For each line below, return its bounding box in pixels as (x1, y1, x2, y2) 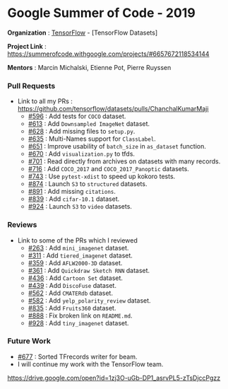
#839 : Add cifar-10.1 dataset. (28, 194, 120, 203)
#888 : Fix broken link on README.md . (28, 311, 133, 320)
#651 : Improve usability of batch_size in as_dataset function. (28, 142, 207, 151)
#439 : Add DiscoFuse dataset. (28, 281, 116, 289)
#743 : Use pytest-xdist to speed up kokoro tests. (28, 172, 176, 181)
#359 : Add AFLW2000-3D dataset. (28, 258, 123, 267)
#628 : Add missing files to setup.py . (28, 127, 136, 136)
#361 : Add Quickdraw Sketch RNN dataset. (28, 266, 150, 274)
